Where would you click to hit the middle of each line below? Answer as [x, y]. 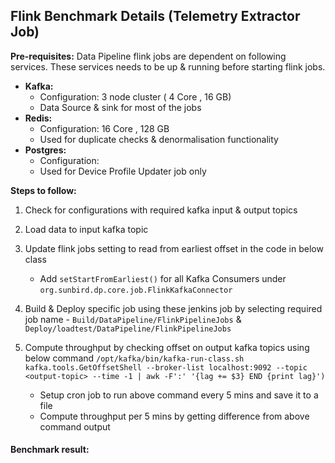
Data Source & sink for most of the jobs [120, 107]
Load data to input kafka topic [86, 229]
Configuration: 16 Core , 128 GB [104, 128]
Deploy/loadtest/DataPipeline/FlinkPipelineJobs [128, 329]
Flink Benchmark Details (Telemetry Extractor [155, 16]
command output [75, 426]
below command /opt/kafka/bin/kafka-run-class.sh [134, 358]
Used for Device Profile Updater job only [123, 171]
